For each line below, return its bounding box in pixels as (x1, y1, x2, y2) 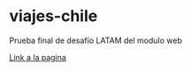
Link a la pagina (9, 52, 66, 62)
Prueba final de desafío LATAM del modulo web (9, 35, 183, 46)
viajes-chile (9, 6, 98, 26)
